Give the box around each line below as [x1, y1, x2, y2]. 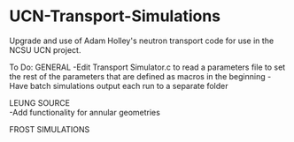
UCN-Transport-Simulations [9, 6, 221, 26]
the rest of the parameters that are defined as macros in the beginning [9, 71, 266, 81]
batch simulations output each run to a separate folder [29, 80, 228, 91]
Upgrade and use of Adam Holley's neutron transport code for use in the [9, 35, 275, 46]
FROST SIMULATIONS [9, 123, 90, 134]
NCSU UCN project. [9, 44, 81, 55]
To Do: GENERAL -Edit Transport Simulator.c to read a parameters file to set [9, 62, 286, 72]
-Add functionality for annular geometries [9, 107, 161, 117]
